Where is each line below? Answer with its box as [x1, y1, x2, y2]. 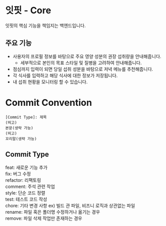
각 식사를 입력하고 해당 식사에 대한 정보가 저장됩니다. [12, 72, 118, 78]
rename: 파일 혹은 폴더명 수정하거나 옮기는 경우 [5, 209, 101, 215]
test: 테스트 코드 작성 [5, 196, 48, 202]
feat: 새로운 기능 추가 [5, 164, 48, 171]
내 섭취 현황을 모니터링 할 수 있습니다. [12, 78, 88, 84]
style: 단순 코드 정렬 [5, 189, 45, 196]
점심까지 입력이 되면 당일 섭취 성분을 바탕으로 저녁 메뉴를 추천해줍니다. [12, 66, 153, 72]
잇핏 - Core [5, 5, 52, 16]
